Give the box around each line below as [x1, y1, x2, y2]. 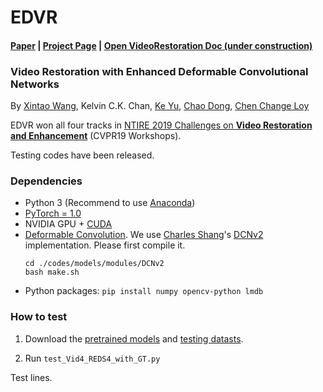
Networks [10, 77, 60, 91]
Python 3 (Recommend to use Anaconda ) [24, 197, 196, 209]
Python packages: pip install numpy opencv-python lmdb [24, 285, 264, 297]
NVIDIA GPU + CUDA [24, 218, 113, 230]
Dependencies [10, 174, 83, 188]
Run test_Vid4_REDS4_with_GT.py [24, 352, 161, 364]
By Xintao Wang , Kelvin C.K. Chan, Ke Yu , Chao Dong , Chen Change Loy [10, 100, 310, 112]
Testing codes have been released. [10, 149, 155, 161]
